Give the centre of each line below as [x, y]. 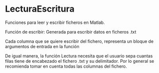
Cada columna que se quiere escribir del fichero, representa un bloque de [79, 41]
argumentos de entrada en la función [42, 46]
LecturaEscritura [40, 9]
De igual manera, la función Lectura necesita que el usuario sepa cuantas [79, 56]
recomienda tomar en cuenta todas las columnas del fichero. [66, 66]
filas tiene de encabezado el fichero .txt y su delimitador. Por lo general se [80, 61]
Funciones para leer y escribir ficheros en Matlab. [55, 22]
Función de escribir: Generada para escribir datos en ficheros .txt [71, 32]
